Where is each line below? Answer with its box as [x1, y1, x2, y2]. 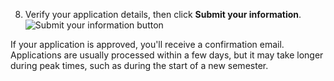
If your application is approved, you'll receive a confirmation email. [10, 39, 285, 50]
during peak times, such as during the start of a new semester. [10, 60, 269, 71]
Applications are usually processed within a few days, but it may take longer [10, 49, 324, 61]
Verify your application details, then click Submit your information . [24, 9, 302, 20]
